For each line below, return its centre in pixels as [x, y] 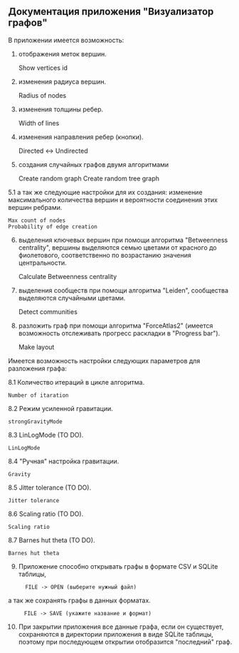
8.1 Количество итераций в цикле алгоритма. [76, 382]
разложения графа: [37, 368]
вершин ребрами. [35, 207]
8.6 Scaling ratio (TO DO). [46, 514]
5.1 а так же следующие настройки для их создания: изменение [105, 192]
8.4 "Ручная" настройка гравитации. [64, 461]
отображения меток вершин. [63, 54]
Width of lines [39, 123]
